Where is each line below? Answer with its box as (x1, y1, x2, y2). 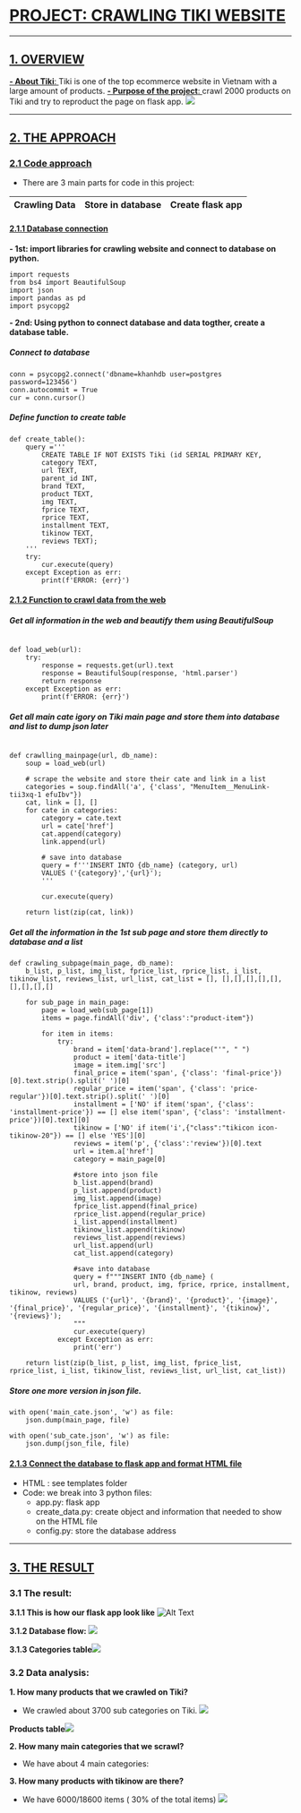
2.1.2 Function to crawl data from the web (9, 595, 167, 606)
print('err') (73, 1343, 123, 1353)
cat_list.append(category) (73, 1249, 175, 1259)
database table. (9, 326, 69, 337)
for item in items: (41, 1029, 115, 1039)
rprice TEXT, (41, 512, 90, 522)
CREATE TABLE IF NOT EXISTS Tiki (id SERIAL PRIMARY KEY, (41, 450, 262, 460)
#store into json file (73, 1171, 159, 1180)
